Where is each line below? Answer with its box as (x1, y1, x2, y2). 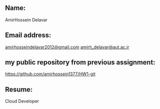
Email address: (5, 31, 51, 40)
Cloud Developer (5, 98, 39, 104)
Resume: (5, 85, 33, 93)
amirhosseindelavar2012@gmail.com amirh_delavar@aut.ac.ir (5, 44, 130, 50)
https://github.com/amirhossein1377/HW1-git (5, 71, 96, 77)
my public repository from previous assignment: (5, 58, 156, 66)
